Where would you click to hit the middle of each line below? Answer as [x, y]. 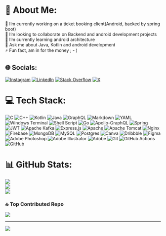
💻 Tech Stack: [36, 100]
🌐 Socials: [21, 68]
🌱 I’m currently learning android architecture [50, 39]
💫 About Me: [31, 10]
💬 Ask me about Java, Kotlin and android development [60, 44]
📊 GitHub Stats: [39, 164]
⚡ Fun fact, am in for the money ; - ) [41, 50]
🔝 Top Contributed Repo [35, 204]
